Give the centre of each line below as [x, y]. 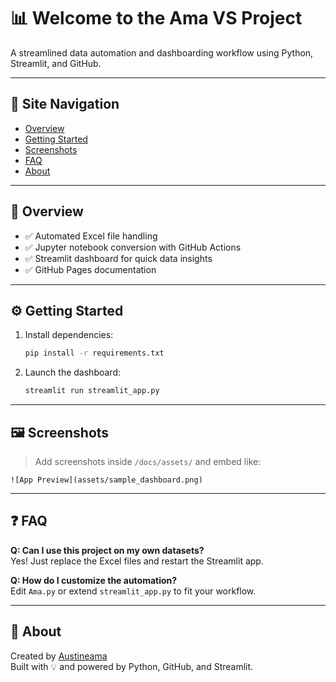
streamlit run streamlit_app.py [92, 391]
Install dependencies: [69, 335]
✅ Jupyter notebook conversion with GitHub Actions [133, 247]
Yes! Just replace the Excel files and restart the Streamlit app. [137, 561]
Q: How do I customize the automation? [94, 580]
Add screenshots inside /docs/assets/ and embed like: [148, 461]
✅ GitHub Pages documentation [90, 269]
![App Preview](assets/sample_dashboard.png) [106, 480]
